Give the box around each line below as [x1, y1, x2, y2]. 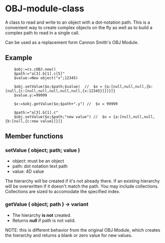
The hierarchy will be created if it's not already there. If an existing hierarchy [5, 178, 160, 184]
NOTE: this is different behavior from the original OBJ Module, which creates [5, 227, 161, 233]
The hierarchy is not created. [12, 212, 71, 218]
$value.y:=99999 [14, 92, 48, 98]
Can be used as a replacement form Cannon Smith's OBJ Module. [5, 39, 139, 45]
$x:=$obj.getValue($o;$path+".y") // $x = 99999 [14, 101, 118, 106]
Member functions [5, 132, 64, 141]
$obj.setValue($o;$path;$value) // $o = [14, 84, 102, 89]
